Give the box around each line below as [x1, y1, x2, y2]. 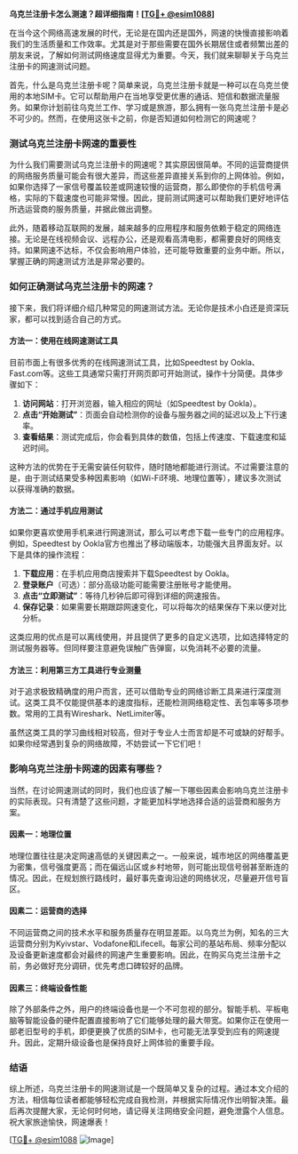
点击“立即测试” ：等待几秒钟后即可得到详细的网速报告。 [21, 590, 225, 601]
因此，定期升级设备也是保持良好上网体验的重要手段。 [24, 1038, 219, 1048]
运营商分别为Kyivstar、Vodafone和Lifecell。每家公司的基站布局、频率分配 [9, 938, 279, 949]
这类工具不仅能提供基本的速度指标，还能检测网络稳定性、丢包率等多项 [24, 697, 281, 708]
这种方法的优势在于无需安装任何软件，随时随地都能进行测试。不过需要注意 [9, 461, 281, 472]
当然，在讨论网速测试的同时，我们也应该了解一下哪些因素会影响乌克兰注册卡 [9, 784, 289, 795]
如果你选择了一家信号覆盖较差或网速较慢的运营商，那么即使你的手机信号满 [9, 181, 281, 192]
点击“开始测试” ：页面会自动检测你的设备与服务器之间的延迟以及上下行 [21, 409, 279, 420]
